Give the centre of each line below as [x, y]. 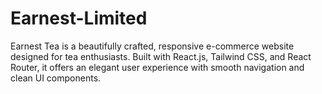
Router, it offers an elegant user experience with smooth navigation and [157, 67]
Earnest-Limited [79, 18]
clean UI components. [56, 78]
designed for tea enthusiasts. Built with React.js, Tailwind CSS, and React [161, 56]
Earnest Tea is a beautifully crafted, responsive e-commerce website [152, 46]
